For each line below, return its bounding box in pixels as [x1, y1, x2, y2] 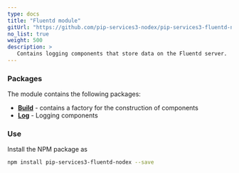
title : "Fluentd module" [7, 17, 81, 24]
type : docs [7, 10, 40, 18]
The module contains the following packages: [7, 90, 141, 98]
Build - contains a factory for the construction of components [17, 104, 199, 112]
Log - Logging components [17, 111, 98, 120]
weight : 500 [7, 37, 43, 44]
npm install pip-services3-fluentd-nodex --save [7, 159, 154, 166]
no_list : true [7, 30, 50, 38]
